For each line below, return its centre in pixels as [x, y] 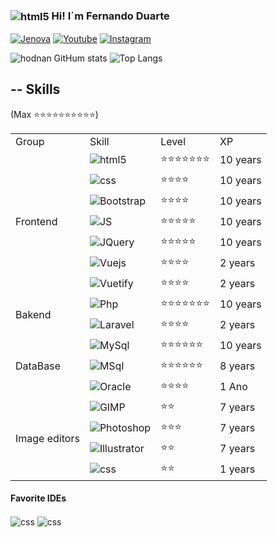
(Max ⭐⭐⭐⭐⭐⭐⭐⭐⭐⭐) [54, 114]
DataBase [38, 366]
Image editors [47, 438]
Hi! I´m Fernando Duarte [110, 16]
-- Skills [35, 89]
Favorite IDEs [38, 498]
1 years [237, 469]
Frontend [36, 222]
